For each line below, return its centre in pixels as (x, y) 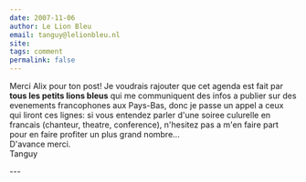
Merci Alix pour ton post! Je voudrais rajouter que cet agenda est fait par (146, 86)
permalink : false (42, 60)
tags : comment (37, 52)
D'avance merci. (40, 144)
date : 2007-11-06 (42, 18)
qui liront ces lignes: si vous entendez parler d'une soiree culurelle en (140, 115)
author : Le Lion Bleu (51, 26)
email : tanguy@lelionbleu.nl (65, 35)
